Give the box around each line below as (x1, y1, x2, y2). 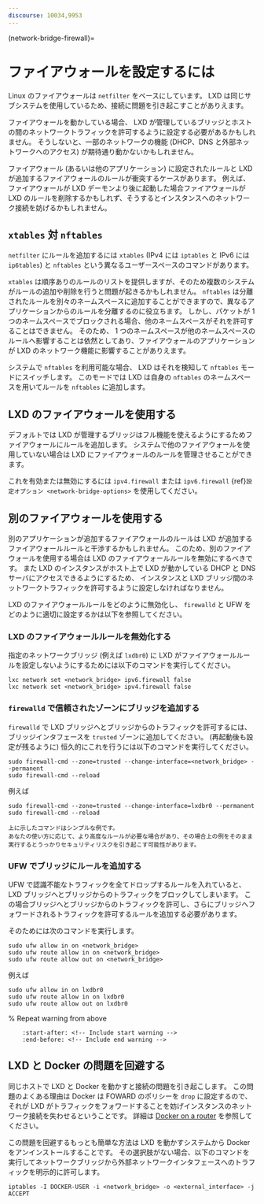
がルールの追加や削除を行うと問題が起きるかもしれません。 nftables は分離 (8, 287, 254, 296)
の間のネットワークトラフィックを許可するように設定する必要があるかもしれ (8, 127, 256, 136)
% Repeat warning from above (8, 1013, 108, 1023)
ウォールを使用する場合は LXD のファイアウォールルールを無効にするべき (8, 554, 246, 563)
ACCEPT (8, 1190, 30, 1198)
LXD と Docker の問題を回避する (8, 1059, 166, 1072)
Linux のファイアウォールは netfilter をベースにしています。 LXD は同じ (8, 91, 245, 100)
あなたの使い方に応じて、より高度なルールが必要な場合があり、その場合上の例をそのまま (8, 832, 254, 840)
